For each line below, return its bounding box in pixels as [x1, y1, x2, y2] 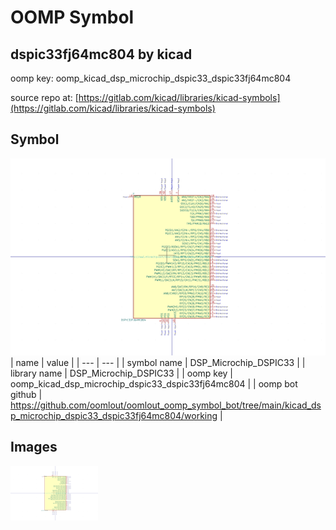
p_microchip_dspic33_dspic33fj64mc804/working [10, 409, 218, 421]
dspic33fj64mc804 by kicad [10, 46, 193, 63]
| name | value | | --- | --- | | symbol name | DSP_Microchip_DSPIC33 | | [10, 356, 306, 368]
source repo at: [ [10, 92, 79, 103]
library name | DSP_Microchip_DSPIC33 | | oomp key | [10, 367, 234, 379]
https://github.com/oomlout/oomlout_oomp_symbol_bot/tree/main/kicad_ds [10, 399, 322, 411]
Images [10, 439, 58, 456]
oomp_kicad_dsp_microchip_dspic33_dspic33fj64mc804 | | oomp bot [10, 377, 298, 390]
